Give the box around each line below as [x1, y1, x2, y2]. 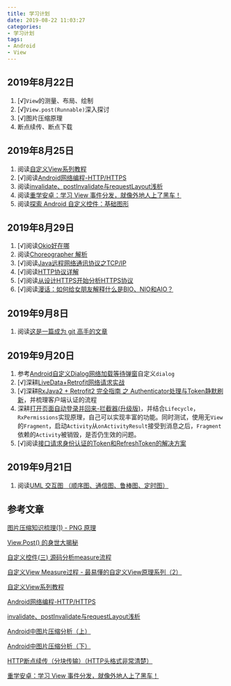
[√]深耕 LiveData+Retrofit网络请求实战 [17, 377, 125, 387]
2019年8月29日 [7, 221, 74, 233]
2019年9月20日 [7, 350, 75, 361]
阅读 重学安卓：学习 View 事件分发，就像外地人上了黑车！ [17, 191, 182, 199]
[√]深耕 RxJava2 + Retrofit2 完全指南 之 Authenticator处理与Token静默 [17, 387, 218, 395]
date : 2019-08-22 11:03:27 [7, 17, 86, 24]
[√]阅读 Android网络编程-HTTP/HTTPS [17, 173, 127, 182]
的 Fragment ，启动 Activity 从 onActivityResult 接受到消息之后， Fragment [17, 421, 222, 430]
